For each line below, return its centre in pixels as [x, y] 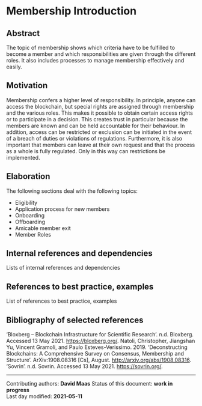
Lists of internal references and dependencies [63, 268]
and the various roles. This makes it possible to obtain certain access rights [100, 113]
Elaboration [28, 176]
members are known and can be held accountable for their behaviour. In [96, 126]
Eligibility [26, 202]
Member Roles [33, 234]
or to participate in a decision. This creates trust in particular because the [97, 119]
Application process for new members [62, 209]
